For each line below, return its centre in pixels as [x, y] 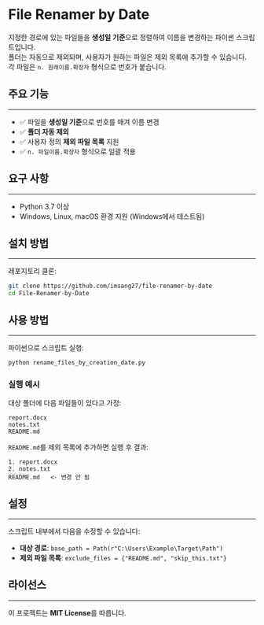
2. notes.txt [29, 469]
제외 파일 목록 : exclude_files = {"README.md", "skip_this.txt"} [123, 557]
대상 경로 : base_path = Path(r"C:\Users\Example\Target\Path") [121, 548]
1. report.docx [33, 462]
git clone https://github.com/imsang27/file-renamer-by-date [110, 286]
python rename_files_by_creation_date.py [77, 362]
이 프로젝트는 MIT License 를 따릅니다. [68, 612]
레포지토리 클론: [33, 271]
